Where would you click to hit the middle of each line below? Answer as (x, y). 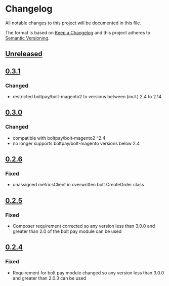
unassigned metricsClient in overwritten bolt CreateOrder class (78, 185)
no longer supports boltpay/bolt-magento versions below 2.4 (76, 143)
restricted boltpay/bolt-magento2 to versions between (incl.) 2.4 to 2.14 (87, 97)
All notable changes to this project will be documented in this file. (73, 23)
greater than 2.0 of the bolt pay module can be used (67, 231)
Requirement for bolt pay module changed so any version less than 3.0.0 (88, 273)
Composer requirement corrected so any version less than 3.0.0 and (84, 226)
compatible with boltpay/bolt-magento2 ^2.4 (59, 138)
